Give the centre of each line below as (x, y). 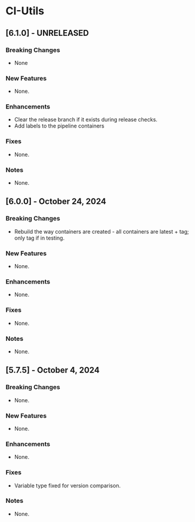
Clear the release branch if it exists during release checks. (86, 120)
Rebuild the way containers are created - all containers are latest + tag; (101, 231)
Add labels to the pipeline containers (59, 126)
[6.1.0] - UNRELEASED (47, 33)
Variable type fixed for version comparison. (67, 485)
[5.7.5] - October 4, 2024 (52, 370)
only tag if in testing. (39, 238)
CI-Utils (25, 11)
